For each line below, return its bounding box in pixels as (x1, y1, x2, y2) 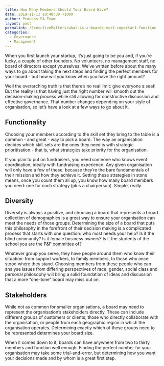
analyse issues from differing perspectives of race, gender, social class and (5, 266, 158, 272)
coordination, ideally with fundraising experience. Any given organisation (5, 162, 152, 168)
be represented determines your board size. (5, 330, 94, 336)
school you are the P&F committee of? (5, 241, 82, 247)
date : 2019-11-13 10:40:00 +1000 (5, 12, 73, 17)
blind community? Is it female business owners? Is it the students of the (5, 236, 149, 242)
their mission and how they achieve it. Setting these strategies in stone (5, 172, 148, 178)
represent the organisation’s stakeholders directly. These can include (5, 309, 144, 315)
